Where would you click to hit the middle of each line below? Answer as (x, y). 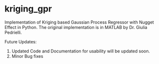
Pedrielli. (13, 32)
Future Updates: (21, 41)
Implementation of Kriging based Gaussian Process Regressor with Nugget (79, 22)
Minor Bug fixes (27, 56)
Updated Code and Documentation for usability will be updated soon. (81, 51)
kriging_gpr (28, 9)
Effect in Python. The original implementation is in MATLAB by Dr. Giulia (76, 27)
